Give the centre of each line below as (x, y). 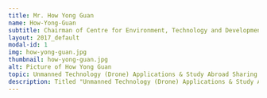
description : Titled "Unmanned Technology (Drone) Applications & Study (131, 81)
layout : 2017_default (44, 38)
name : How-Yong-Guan (43, 23)
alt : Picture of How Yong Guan (60, 67)
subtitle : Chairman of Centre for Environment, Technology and (115, 30)
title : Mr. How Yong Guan (51, 15)
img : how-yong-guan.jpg (48, 52)
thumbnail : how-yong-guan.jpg (58, 60)
